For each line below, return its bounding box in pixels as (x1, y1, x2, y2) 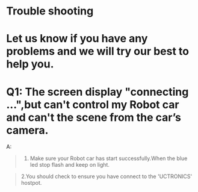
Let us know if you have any (6, 32, 148, 46)
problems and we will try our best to (6, 45, 190, 58)
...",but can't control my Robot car (6, 98, 179, 111)
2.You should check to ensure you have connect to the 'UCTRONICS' (20, 173, 193, 180)
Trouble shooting (6, 4, 94, 18)
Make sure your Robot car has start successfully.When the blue (29, 155, 188, 162)
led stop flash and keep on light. (29, 161, 110, 169)
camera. (6, 123, 49, 137)
